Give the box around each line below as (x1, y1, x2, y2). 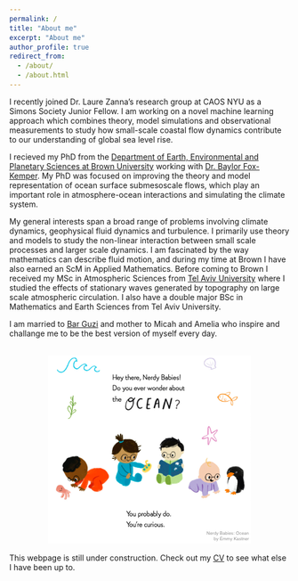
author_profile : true (9, 43, 90, 52)
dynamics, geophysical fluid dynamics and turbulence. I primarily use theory (9, 225, 290, 236)
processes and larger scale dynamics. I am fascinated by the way (9, 244, 249, 255)
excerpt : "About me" (9, 33, 86, 42)
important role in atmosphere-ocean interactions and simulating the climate (9, 189, 286, 200)
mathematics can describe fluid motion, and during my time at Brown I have (9, 254, 286, 265)
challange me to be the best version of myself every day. (9, 328, 218, 339)
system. (9, 199, 38, 209)
